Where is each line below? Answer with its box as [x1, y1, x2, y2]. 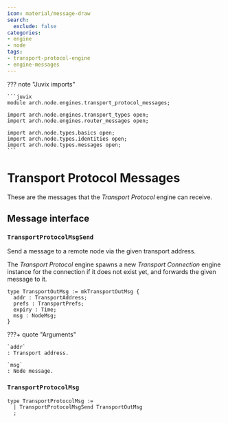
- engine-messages [7, 61, 60, 68]
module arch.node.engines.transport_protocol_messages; [7, 99, 170, 106]
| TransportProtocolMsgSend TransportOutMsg [13, 403, 143, 411]
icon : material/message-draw [7, 10, 91, 17]
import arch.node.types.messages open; [7, 141, 122, 148]
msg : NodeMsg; [13, 312, 57, 319]
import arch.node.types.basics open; [7, 129, 115, 136]
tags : [7, 49, 23, 56]
